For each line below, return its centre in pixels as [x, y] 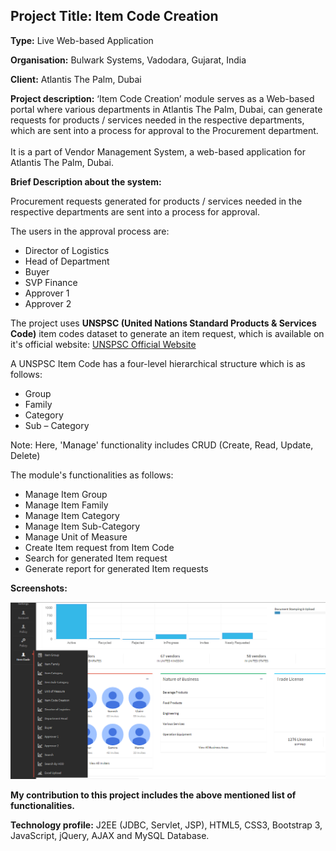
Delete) [25, 455]
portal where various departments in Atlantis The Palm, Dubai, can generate [166, 109]
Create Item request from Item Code [99, 547]
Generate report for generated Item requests [116, 568]
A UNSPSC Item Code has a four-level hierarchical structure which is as [158, 363]
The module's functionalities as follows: [92, 475]
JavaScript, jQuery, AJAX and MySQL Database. [110, 835]
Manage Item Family [66, 505]
